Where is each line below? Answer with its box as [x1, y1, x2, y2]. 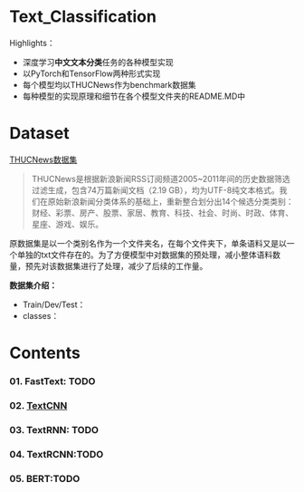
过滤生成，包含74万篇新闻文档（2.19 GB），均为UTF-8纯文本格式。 [31, 184, 280, 196]
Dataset [9, 123, 70, 144]
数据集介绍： [9, 279, 57, 291]
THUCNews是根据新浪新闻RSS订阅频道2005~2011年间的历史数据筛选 [31, 173, 291, 184]
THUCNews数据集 [9, 154, 78, 165]
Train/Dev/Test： [22, 299, 86, 310]
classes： [22, 310, 60, 321]
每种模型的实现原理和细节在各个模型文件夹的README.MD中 [22, 91, 246, 101]
